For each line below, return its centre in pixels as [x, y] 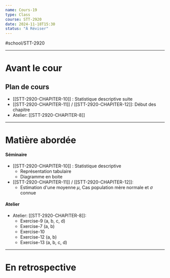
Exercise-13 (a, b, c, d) [44, 242]
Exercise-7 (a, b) [37, 226]
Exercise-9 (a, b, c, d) [43, 221]
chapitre [21, 110]
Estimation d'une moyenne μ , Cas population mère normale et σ [87, 187]
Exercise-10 [32, 231]
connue [28, 193]
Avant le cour [34, 68]
